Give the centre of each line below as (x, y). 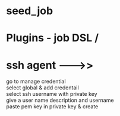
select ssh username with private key (52, 94)
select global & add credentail (42, 88)
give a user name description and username (60, 100)
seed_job (30, 11)
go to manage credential (36, 82)
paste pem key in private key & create (52, 107)
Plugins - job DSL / (53, 38)
